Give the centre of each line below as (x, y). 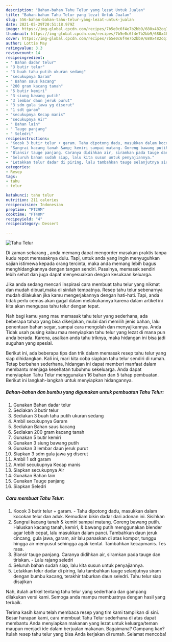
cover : (13, 39)
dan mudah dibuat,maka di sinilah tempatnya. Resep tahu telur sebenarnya (84, 290)
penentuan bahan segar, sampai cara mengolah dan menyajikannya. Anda (83, 327)
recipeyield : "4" (24, 219)
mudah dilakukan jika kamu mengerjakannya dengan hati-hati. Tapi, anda (83, 295)
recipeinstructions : (28, 139)
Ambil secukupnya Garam (40, 421)
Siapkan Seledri (30, 486)
